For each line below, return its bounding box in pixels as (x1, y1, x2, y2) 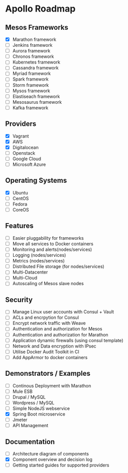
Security (5, 295, 33, 304)
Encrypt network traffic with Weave (12, 320, 86, 326)
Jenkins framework (12, 42, 53, 48)
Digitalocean (12, 144, 39, 150)
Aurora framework (12, 48, 51, 54)
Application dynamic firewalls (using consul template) (12, 337, 123, 343)
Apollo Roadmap (5, 3, 76, 15)
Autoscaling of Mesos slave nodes (12, 281, 84, 287)
